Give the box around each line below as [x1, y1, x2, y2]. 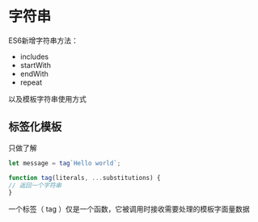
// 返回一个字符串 [8, 181, 62, 190]
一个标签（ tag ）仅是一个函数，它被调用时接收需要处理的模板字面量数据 [8, 204, 250, 214]
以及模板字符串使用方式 [8, 94, 87, 103]
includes [19, 52, 49, 61]
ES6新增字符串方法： [8, 36, 79, 45]
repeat [19, 77, 43, 87]
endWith [19, 69, 49, 78]
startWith [19, 60, 51, 69]
